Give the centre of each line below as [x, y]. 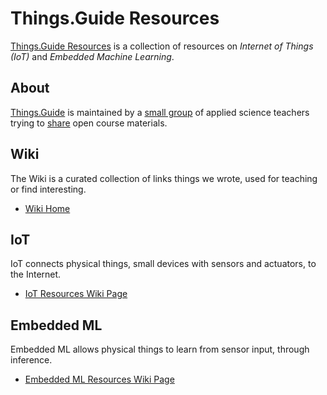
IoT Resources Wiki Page [76, 294]
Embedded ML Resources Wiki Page [99, 379]
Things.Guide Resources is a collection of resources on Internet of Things [162, 46]
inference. [31, 360]
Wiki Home [47, 208]
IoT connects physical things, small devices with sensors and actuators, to [163, 264]
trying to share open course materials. [89, 123]
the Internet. [36, 274]
